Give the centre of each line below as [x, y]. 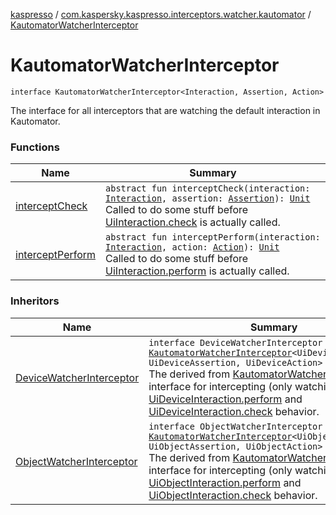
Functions [35, 147]
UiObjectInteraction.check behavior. [233, 495]
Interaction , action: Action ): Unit [192, 247]
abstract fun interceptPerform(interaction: [213, 237]
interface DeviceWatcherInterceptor [235, 342]
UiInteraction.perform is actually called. [197, 271]
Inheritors [35, 301]
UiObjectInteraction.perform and [225, 482]
